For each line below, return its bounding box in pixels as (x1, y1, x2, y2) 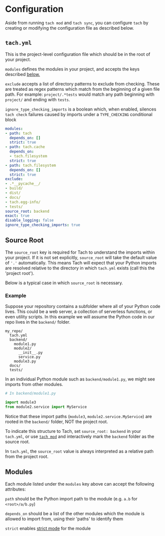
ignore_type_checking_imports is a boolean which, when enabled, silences (5, 106, 157, 112)
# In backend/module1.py (5, 391, 56, 396)
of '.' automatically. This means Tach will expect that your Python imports (5, 260, 157, 266)
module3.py (14, 359, 36, 364)
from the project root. (5, 453, 49, 459)
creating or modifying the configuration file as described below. (5, 25, 134, 31)
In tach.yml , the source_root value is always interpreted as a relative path (5, 448, 154, 454)
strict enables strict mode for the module (5, 525, 91, 531)
